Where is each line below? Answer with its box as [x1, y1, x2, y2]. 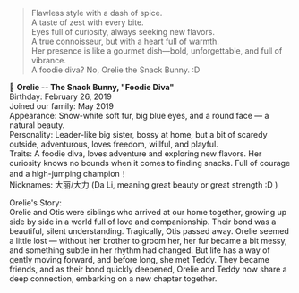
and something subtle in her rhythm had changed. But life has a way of [9, 245, 270, 255]
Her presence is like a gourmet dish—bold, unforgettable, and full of [30, 46, 283, 56]
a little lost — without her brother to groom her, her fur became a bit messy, [9, 236, 288, 246]
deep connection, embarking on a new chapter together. [9, 273, 218, 284]
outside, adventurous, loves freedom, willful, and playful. [9, 138, 219, 149]
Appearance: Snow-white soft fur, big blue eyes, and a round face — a [9, 111, 269, 121]
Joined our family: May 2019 [9, 101, 115, 111]
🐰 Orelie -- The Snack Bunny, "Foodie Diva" [9, 82, 175, 92]
